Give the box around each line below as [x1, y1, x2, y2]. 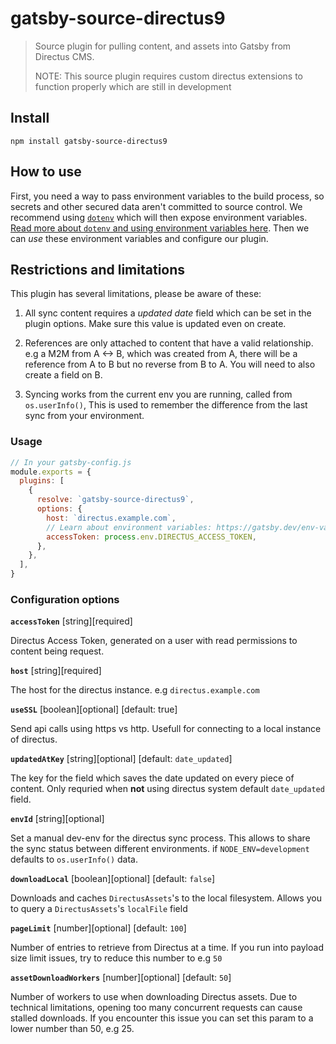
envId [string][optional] [10, 813, 105, 825]
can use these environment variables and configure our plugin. [10, 232, 269, 244]
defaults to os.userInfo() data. [10, 853, 138, 866]
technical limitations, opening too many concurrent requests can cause [10, 1002, 303, 1014]
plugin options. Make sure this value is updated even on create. [24, 318, 287, 330]
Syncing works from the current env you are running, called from [24, 388, 293, 401]
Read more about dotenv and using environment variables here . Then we [10, 222, 310, 234]
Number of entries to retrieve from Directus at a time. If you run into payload [10, 942, 324, 954]
